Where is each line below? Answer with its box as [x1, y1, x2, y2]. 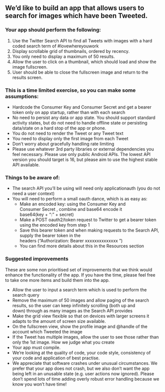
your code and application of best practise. [12, 355, 100, 361]
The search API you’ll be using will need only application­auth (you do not [12, 185, 161, 192]
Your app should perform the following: [5, 27, 101, 34]
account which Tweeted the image [12, 328, 83, 335]
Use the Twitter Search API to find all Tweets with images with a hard [12, 38, 153, 43]
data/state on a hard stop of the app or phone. [12, 125, 106, 131]
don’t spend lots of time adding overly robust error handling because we [12, 376, 160, 382]
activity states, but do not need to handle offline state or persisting [12, 119, 148, 125]
